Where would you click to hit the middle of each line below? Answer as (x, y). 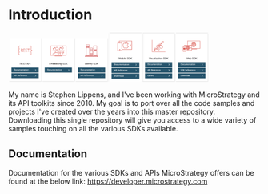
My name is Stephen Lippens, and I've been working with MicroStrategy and (134, 95)
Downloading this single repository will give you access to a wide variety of (132, 120)
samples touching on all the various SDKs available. (93, 128)
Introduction (50, 15)
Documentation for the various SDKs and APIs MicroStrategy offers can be (131, 173)
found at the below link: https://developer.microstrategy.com (108, 181)
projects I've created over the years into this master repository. (112, 111)
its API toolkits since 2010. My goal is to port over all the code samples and (132, 103)
